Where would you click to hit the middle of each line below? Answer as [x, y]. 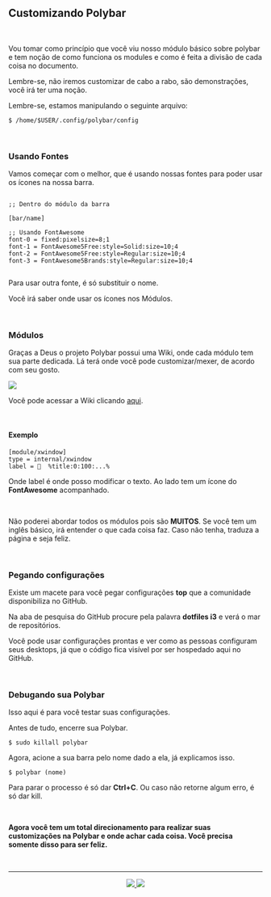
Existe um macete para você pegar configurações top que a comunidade [130, 592]
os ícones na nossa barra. [51, 183]
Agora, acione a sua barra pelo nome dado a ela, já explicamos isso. [122, 758]
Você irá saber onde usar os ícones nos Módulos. [91, 299]
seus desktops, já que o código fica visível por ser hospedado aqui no [125, 649]
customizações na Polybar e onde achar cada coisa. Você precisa [121, 836]
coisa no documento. [44, 65]
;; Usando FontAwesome [46, 233]
